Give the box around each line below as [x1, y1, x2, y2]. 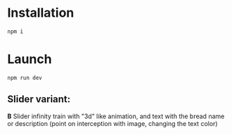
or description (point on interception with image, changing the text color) [7, 119, 218, 127]
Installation [7, 5, 75, 21]
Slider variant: [7, 93, 71, 106]
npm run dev [7, 74, 42, 81]
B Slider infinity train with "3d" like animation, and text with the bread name [7, 112, 225, 120]
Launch [7, 51, 52, 67]
